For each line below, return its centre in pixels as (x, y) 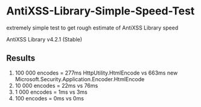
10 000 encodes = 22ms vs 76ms (56, 85)
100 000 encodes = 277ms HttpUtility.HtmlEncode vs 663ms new (96, 73)
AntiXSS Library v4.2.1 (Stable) (44, 39)
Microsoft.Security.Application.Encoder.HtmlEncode (80, 79)
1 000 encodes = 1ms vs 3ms (51, 92)
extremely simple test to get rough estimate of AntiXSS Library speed (92, 28)
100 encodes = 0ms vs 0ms (49, 98)
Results (21, 58)
